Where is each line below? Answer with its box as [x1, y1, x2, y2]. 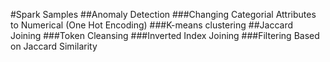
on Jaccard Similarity [10, 40, 98, 52]
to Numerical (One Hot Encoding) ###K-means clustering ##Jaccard [10, 19, 293, 31]
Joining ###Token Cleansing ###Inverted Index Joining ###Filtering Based [10, 30, 320, 41]
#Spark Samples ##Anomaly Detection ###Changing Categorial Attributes [10, 9, 317, 20]
